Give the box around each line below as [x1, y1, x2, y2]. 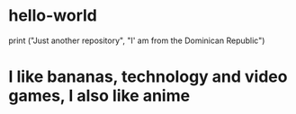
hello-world [8, 5, 98, 26]
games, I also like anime [8, 86, 191, 106]
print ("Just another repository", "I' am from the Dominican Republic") [8, 35, 265, 46]
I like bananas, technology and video [8, 66, 288, 87]
